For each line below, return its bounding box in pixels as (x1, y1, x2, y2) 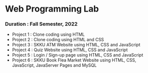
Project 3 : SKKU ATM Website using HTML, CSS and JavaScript (12, 42, 141, 48)
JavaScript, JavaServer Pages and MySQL (12, 62, 97, 68)
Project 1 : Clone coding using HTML (12, 31, 85, 37)
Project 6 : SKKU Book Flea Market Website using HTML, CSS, (12, 57, 136, 63)
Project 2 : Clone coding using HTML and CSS (12, 37, 104, 43)
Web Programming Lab (5, 3, 99, 15)
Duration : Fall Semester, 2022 (5, 21, 78, 28)
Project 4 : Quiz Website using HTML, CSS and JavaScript (12, 47, 128, 53)
